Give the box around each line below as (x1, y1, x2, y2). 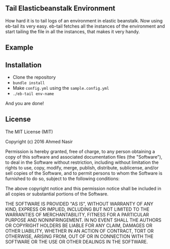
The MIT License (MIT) (5, 129, 53, 135)
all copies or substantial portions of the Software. (5, 191, 108, 197)
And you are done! (5, 101, 44, 107)
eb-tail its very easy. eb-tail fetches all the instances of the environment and (5, 23, 165, 29)
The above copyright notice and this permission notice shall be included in (5, 185, 161, 191)
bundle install (12, 81, 45, 86)
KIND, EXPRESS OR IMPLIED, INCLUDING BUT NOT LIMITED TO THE (5, 206, 150, 212)
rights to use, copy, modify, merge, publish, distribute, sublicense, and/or (5, 164, 159, 170)
